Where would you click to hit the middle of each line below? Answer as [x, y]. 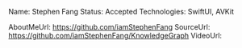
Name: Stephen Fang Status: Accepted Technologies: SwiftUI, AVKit [121, 12]
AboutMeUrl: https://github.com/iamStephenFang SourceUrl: [109, 27]
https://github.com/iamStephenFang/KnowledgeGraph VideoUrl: [115, 36]
